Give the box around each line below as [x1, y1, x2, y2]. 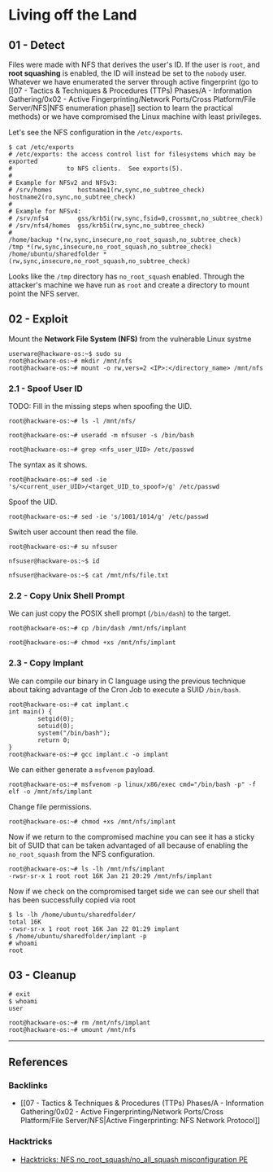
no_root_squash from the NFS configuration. [8, 849, 155, 858]
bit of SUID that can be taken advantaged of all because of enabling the [8, 841, 249, 850]
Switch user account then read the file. [8, 527, 138, 537]
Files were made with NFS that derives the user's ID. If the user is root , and [8, 59, 260, 69]
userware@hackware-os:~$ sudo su [8, 349, 122, 358]
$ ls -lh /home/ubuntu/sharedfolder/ [8, 911, 136, 919]
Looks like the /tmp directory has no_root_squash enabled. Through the [8, 271, 245, 281]
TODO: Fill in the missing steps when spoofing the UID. [8, 402, 193, 411]
